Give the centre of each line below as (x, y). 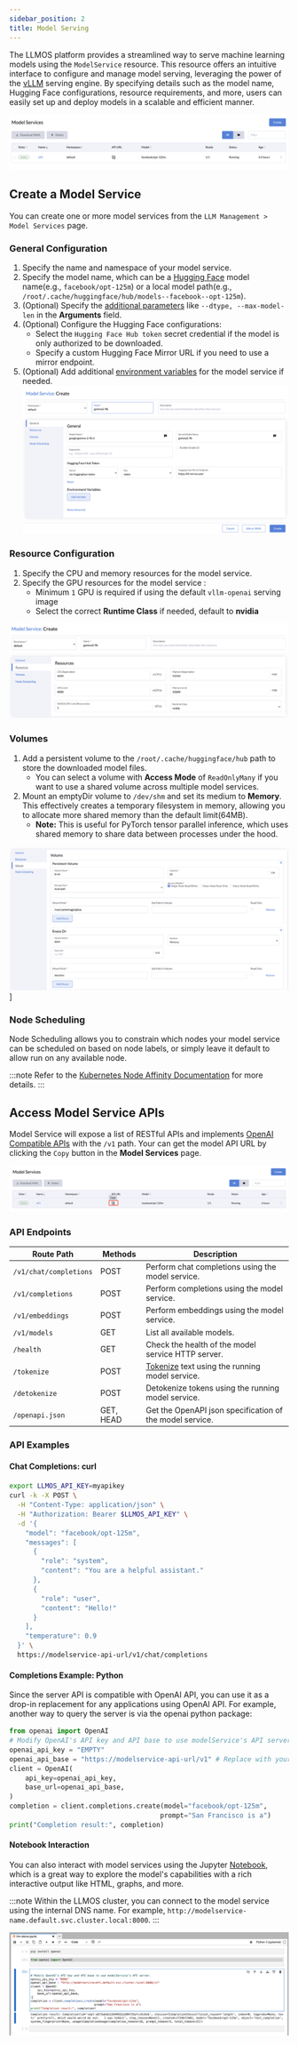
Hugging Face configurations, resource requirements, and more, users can (145, 92)
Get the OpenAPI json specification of (215, 1410)
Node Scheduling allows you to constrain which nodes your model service (145, 1039)
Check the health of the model (201, 1344)
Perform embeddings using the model (215, 1311)
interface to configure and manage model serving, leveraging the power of (145, 73)
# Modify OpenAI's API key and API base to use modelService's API (137, 1741)
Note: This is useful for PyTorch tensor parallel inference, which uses (162, 824)
